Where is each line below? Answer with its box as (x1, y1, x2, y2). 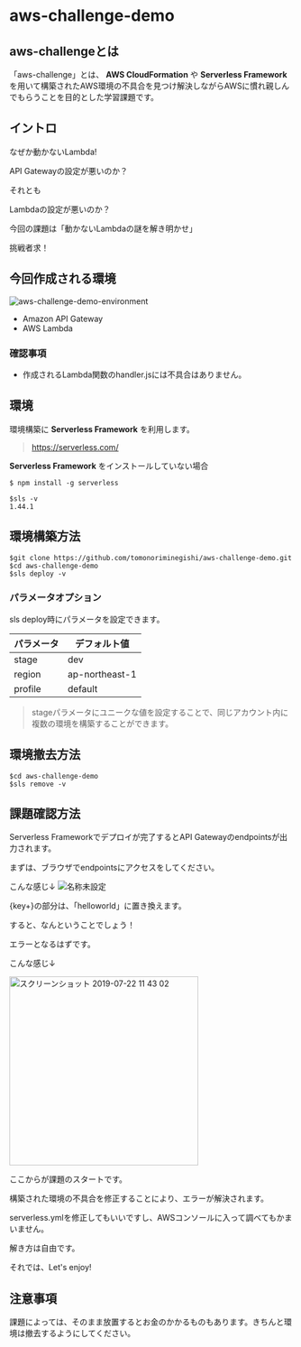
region (14, 668, 41, 680)
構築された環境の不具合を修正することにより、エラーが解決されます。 (9, 1193, 269, 1204)
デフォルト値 (75, 637, 130, 650)
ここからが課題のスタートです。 (9, 1174, 128, 1185)
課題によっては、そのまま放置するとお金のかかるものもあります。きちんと (9, 1316, 285, 1327)
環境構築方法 (9, 529, 81, 544)
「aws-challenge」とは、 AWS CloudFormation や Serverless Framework (9, 69, 287, 79)
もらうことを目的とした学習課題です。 (16, 92, 160, 102)
